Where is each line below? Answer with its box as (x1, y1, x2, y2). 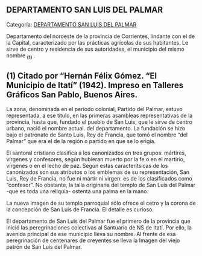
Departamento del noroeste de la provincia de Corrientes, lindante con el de (6, 33, 195, 40)
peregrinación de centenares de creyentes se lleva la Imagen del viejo (6, 237, 180, 244)
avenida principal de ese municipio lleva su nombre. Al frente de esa (6, 231, 176, 238)
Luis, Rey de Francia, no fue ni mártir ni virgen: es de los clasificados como (6, 175, 193, 182)
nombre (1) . (6, 51, 36, 60)
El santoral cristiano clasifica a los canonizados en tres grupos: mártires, (6, 149, 186, 156)
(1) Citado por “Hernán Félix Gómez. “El (6, 71, 157, 81)
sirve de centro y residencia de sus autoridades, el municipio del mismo (6, 45, 185, 53)
